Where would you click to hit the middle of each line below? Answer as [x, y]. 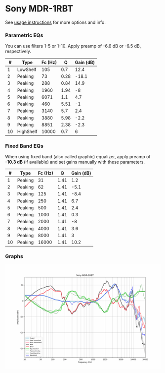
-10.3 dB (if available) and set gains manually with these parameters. [75, 162]
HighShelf [27, 131]
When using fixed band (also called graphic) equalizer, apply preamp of [78, 157]
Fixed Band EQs [24, 146]
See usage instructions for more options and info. [56, 22]
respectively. [18, 51]
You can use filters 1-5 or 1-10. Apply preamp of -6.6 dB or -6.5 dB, [73, 46]
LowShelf [27, 69]
